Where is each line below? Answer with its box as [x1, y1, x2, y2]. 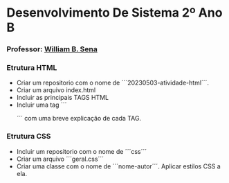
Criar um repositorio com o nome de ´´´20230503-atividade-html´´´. [16, 78, 209, 87]
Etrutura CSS [6, 132, 51, 141]
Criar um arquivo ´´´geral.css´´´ [16, 155, 104, 163]
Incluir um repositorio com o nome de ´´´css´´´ [16, 147, 147, 155]
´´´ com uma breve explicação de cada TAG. [16, 114, 142, 123]
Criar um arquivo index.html [16, 86, 96, 94]
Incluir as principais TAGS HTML [16, 94, 109, 102]
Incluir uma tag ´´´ [16, 101, 67, 109]
